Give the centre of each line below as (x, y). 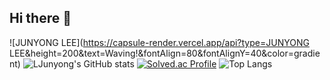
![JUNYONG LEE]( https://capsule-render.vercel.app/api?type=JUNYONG (159, 42)
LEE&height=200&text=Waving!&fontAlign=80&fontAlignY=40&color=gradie (165, 53)
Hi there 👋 (40, 18)
